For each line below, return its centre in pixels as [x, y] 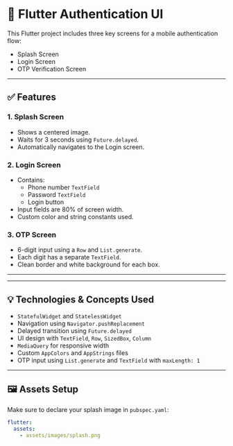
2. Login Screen [34, 164]
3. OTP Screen [32, 234]
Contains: [31, 180]
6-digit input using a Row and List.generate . [80, 250]
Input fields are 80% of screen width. [70, 209]
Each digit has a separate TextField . [69, 257]
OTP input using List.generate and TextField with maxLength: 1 [109, 361]
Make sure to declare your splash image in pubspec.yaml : [88, 409]
